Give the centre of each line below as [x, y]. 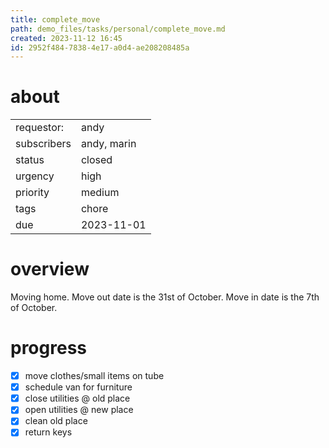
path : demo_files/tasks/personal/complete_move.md [118, 29]
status [30, 160]
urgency [35, 176]
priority [32, 193]
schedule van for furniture [78, 387]
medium [100, 193]
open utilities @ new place [79, 410]
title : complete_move [55, 19]
